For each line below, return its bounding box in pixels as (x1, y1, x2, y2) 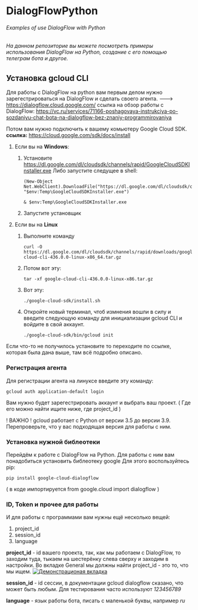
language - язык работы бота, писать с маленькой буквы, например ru (6, 597, 186, 604)
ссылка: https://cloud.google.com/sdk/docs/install (6, 132, 131, 139)
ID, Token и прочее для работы (6, 500, 99, 508)
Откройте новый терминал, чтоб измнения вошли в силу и (23, 309, 171, 316)
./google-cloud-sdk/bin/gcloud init (23, 332, 114, 338)
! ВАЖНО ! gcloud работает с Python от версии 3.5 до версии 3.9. (6, 417, 171, 424)
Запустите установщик (23, 210, 81, 217)
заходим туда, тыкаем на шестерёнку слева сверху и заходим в (6, 556, 169, 563)
